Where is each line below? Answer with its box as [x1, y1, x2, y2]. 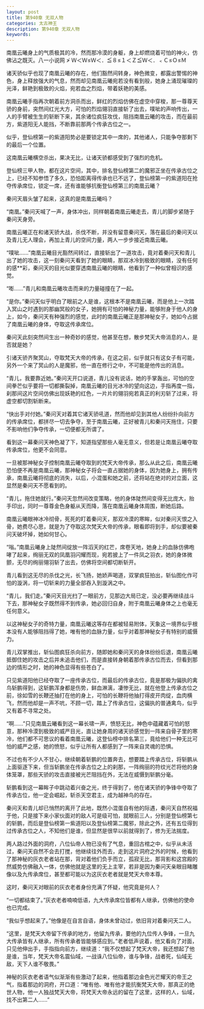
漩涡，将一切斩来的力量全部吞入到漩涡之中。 [16, 579, 129, 587]
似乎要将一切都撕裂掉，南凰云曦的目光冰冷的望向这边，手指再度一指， [22, 382, 198, 389]
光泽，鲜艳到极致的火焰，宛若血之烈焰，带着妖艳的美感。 [6, 85, 150, 92]
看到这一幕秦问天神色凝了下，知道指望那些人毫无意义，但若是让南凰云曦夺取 [6, 439, 198, 446]
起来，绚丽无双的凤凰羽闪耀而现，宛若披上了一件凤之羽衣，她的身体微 [16, 551, 192, 559]
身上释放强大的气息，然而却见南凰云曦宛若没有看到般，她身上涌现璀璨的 [16, 77, 198, 85]
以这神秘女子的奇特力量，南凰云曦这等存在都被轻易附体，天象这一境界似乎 [6, 620, 192, 627]
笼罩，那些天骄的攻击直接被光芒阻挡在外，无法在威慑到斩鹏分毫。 [11, 771, 177, 778]
